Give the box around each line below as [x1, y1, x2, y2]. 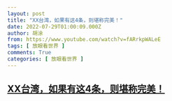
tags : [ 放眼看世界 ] [7, 42, 65, 49]
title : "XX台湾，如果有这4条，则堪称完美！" [7, 17, 124, 24]
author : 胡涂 [7, 29, 43, 37]
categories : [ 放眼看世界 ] [7, 56, 84, 63]
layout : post [7, 10, 45, 17]
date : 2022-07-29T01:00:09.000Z [7, 23, 101, 30]
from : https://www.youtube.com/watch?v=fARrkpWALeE [7, 36, 161, 43]
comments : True [7, 49, 52, 56]
